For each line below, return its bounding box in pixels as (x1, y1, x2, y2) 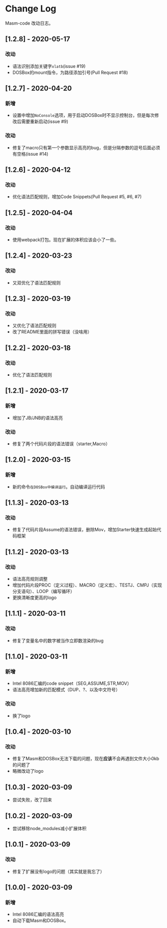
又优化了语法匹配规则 (12, 322, 56, 328)
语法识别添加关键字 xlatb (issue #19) (12, 63, 86, 69)
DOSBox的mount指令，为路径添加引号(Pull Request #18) (12, 69, 128, 75)
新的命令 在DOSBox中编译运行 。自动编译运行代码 (12, 484, 106, 490)
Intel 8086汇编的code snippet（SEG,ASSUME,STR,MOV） (12, 680, 132, 686)
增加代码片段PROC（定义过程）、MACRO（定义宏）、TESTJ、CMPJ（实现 (12, 582, 163, 588)
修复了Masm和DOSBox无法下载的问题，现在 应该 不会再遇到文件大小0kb (12, 756, 160, 762)
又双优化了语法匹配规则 (12, 280, 61, 286)
